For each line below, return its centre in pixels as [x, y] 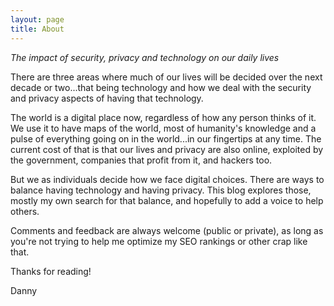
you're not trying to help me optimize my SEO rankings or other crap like [159, 241]
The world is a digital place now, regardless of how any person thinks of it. [163, 117]
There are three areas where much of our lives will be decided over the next [166, 77]
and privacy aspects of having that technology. [107, 98]
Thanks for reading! [51, 271]
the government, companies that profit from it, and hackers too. [141, 160]
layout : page [37, 19]
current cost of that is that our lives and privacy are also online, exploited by [167, 149]
